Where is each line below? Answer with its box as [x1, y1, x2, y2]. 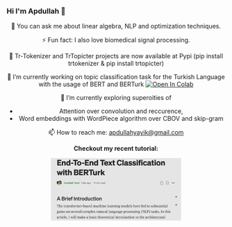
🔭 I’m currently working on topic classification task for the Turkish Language [7, 73, 225, 81]
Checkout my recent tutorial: [73, 144, 159, 153]
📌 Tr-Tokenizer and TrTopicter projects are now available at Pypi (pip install [8, 52, 224, 60]
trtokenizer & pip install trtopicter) [67, 59, 165, 68]
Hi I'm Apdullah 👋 [6, 6, 66, 16]
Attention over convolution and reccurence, [59, 107, 183, 115]
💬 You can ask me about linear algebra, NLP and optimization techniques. [10, 22, 222, 31]
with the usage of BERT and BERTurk [38, 80, 144, 89]
